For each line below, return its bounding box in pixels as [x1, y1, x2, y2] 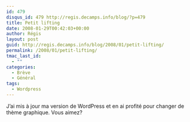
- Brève [11, 70, 31, 76]
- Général [11, 75, 36, 81]
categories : [6, 64, 36, 70]
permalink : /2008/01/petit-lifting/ [6, 48, 97, 54]
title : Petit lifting [6, 20, 60, 26]
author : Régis [6, 31, 42, 37]
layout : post [6, 36, 39, 42]
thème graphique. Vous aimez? [6, 108, 82, 116]
